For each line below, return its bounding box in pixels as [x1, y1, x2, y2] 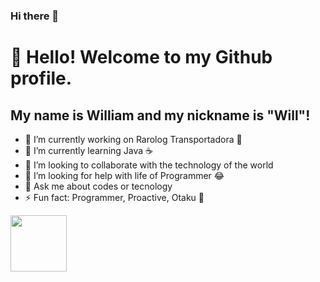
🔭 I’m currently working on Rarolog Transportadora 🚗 [24, 133, 243, 145]
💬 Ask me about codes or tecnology [24, 180, 173, 192]
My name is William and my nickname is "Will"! [10, 107, 311, 124]
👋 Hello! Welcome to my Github [10, 46, 273, 69]
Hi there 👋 [10, 9, 60, 23]
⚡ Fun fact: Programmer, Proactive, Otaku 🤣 [24, 191, 205, 203]
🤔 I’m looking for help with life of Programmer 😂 [24, 169, 225, 181]
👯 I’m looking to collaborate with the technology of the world [24, 159, 274, 171]
